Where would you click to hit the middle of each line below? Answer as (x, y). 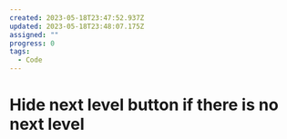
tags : (20, 52)
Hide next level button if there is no (144, 105)
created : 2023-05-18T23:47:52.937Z (77, 18)
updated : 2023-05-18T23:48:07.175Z (77, 26)
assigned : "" (34, 35)
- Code (30, 60)
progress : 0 (32, 43)
